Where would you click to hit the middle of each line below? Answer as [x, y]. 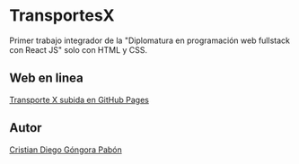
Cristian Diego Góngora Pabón [66, 150]
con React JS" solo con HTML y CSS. [79, 49]
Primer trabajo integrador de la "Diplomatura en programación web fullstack [149, 40]
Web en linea [46, 78]
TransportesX [62, 16]
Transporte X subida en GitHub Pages [79, 99]
